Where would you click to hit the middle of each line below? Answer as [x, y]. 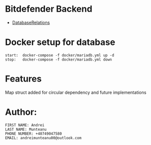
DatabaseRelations [31, 22]
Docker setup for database [60, 42]
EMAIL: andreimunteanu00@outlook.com [43, 138]
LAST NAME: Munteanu [26, 129]
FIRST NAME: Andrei [25, 125]
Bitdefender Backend [49, 9]
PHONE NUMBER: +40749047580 [34, 134]
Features [23, 79]
